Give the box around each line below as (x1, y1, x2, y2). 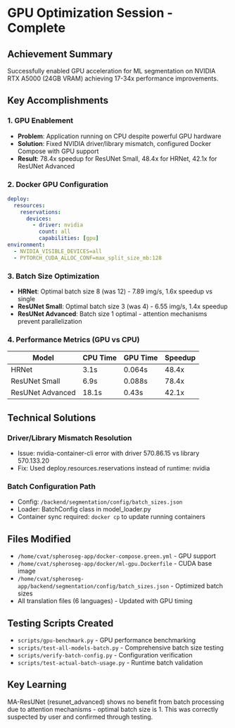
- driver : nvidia (32, 222, 83, 229)
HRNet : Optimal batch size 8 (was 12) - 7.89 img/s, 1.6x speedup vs (17, 287, 213, 296)
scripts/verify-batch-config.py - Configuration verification (17, 650, 193, 659)
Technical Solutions (7, 411, 96, 424)
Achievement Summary (7, 48, 113, 60)
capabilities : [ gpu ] (38, 235, 99, 242)
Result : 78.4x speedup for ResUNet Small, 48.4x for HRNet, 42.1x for (17, 154, 217, 163)
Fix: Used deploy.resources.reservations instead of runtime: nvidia (17, 464, 210, 473)
